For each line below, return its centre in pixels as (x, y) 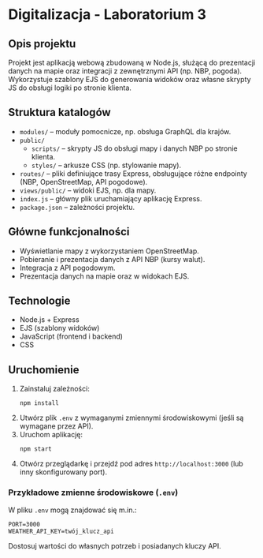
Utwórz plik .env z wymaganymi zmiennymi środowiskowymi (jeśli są (131, 418)
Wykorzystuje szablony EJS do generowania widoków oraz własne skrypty (130, 79)
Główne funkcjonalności (69, 232)
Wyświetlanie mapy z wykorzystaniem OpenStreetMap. (109, 251)
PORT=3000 (24, 524)
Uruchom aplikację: (51, 435)
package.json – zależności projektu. (77, 207)
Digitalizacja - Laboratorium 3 (107, 15)
